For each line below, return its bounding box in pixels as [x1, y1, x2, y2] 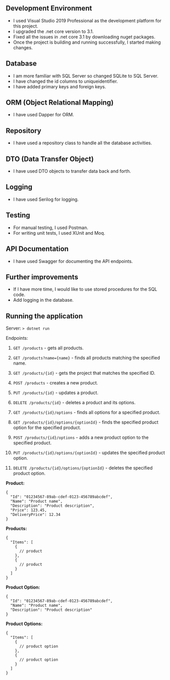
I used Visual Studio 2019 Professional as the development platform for [13, 17, 162, 23]
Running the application [6, 312, 83, 320]
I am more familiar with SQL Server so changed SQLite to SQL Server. [13, 73, 159, 79]
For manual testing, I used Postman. [13, 224, 88, 231]
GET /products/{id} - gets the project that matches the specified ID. [13, 370, 156, 376]
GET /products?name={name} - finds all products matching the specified [13, 355, 160, 361]
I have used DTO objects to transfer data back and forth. [13, 168, 131, 174]
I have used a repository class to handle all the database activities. [13, 140, 152, 146]
